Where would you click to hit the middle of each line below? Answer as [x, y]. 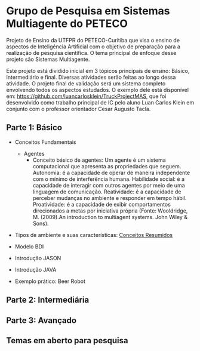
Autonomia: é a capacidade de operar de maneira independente [111, 173]
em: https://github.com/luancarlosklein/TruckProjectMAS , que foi [86, 96]
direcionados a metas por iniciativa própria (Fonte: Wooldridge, [110, 211]
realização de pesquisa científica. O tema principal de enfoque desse [91, 53]
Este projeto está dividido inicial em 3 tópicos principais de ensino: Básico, [98, 70]
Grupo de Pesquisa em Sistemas [88, 11]
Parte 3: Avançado [41, 320]
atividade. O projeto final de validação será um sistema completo [86, 83]
